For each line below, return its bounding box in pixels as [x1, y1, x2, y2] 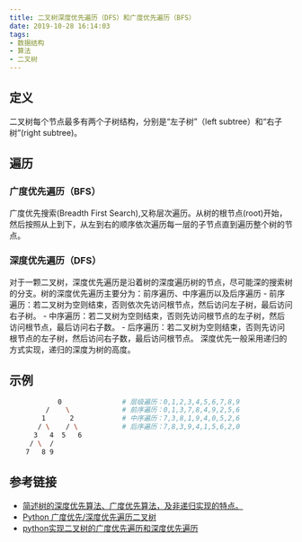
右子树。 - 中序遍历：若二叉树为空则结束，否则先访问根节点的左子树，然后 [9, 310, 286, 321]
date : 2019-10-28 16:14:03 [9, 22, 111, 31]
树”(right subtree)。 [9, 127, 83, 138]
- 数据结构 [9, 38, 45, 48]
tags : [9, 30, 30, 39]
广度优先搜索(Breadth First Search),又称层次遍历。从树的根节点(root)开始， [9, 208, 288, 218]
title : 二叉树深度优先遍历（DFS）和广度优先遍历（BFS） [9, 13, 196, 22]
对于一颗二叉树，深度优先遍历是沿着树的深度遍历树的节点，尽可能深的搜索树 [9, 276, 293, 288]
